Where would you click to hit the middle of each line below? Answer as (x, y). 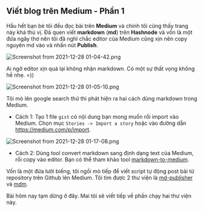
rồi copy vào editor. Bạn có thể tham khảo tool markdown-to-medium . (102, 159)
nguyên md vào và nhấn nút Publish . (52, 45)
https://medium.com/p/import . (53, 129)
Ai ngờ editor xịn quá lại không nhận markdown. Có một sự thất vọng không (101, 68)
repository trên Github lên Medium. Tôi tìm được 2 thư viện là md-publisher (99, 177)
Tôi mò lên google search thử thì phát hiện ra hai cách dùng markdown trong (102, 98)
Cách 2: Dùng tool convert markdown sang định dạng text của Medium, (104, 153)
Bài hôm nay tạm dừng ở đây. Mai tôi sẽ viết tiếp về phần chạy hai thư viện (99, 196)
